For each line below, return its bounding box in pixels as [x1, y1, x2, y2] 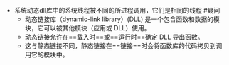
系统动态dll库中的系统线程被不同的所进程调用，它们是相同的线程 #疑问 [14, 6, 220, 14]
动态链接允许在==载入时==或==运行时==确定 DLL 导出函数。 [24, 32, 204, 41]
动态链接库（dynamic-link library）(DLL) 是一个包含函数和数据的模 [24, 15, 220, 23]
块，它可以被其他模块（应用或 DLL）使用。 [24, 24, 151, 32]
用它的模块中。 [24, 50, 69, 59]
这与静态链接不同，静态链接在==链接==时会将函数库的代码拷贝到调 [24, 42, 223, 49]
